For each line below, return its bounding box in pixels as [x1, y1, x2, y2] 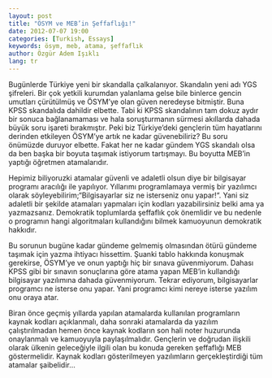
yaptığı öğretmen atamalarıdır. [8, 157, 109, 167]
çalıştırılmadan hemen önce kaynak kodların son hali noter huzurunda [8, 325, 241, 335]
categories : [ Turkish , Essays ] [8, 34, 114, 43]
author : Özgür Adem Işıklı [8, 50, 100, 58]
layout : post [8, 11, 53, 20]
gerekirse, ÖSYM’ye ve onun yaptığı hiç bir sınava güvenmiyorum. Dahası [8, 258, 254, 267]
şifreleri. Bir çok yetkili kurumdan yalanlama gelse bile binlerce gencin [8, 88, 242, 98]
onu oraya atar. [8, 292, 59, 302]
